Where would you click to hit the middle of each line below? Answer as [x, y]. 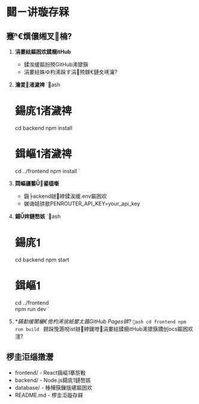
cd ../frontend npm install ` [48, 171]
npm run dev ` [32, 309]
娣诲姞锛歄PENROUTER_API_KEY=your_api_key [82, 203]
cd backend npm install [44, 128]
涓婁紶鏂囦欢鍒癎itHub [43, 52]
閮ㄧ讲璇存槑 [38, 12]
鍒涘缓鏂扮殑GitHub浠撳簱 [56, 64]
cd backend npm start [42, 259]
